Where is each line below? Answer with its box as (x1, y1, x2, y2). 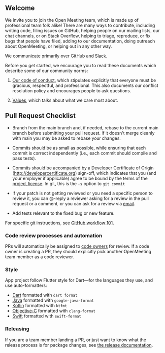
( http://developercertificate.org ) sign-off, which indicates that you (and (12, 170, 157, 176)
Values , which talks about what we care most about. (12, 97, 118, 103)
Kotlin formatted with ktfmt (12, 303, 67, 309)
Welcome (5, 4, 35, 12)
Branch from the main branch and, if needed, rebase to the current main (12, 124, 159, 130)
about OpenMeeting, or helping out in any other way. (5, 43, 112, 49)
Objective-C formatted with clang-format (12, 308, 96, 314)
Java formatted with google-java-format (12, 297, 95, 303)
